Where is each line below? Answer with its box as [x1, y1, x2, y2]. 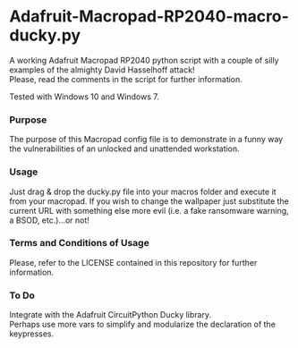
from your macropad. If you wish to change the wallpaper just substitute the [9, 195, 289, 207]
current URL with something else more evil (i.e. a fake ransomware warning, [9, 205, 289, 216]
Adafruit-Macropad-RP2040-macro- [9, 6, 289, 27]
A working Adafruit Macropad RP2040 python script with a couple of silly [9, 55, 279, 65]
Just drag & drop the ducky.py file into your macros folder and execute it [9, 186, 277, 197]
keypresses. [9, 328, 55, 339]
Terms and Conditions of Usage [9, 237, 149, 250]
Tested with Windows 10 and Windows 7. [9, 91, 159, 102]
